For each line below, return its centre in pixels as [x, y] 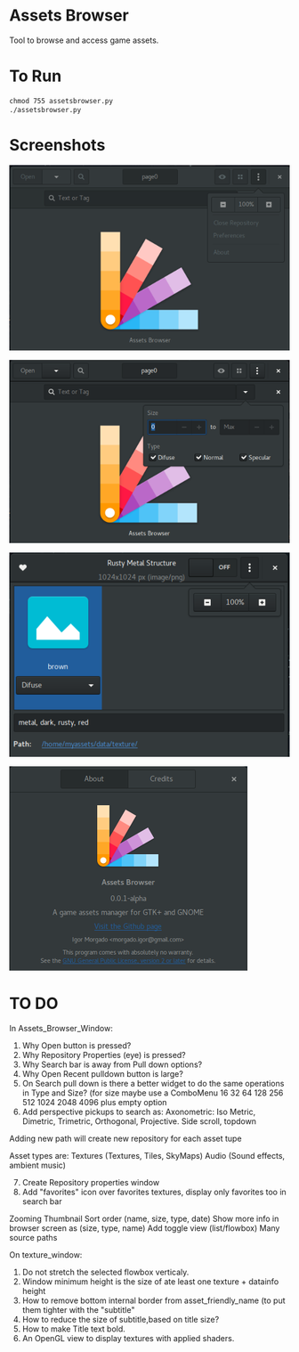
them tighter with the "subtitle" [78, 1309]
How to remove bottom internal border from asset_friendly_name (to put [154, 1300]
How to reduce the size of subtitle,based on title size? [121, 1319]
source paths [33, 1237]
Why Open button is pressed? [77, 1045]
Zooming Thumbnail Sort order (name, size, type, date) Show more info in [144, 1218]
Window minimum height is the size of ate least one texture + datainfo [150, 1281]
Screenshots [57, 146]
